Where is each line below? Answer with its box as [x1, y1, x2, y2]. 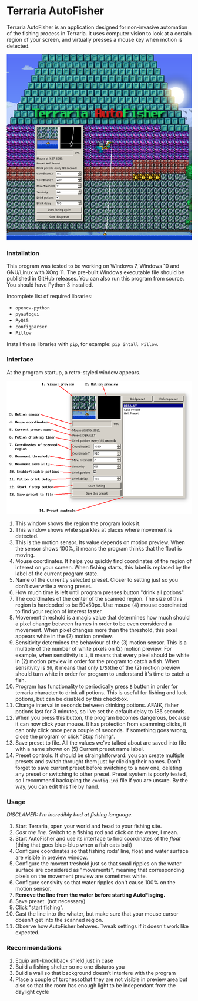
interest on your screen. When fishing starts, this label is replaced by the [15, 564, 191, 571]
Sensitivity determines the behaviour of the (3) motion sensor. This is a [15, 638, 187, 646]
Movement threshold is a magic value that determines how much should [15, 614, 190, 621]
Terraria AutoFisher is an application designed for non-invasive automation [6, 24, 188, 31]
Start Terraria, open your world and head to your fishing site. [15, 822, 162, 829]
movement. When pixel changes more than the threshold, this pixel [15, 626, 177, 633]
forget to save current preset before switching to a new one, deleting [15, 764, 182, 771]
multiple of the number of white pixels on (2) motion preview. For [15, 645, 172, 652]
